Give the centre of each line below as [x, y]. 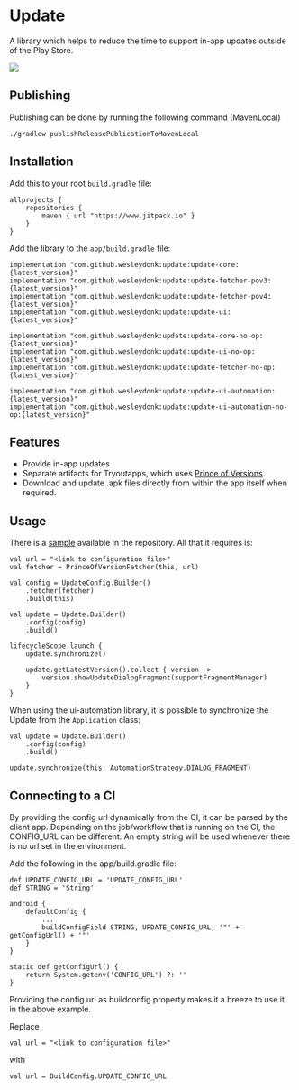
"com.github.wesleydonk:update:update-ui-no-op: [163, 351]
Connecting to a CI [63, 795]
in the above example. [50, 1009]
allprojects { [36, 199]
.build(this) [50, 599]
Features [35, 442]
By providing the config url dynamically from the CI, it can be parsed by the [149, 817]
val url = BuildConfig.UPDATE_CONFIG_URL [88, 1076]
